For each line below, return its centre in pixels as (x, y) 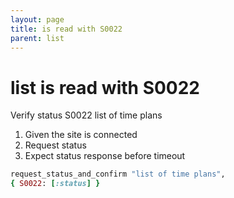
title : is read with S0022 (66, 29)
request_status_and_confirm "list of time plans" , (118, 174)
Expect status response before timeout (105, 156)
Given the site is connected (81, 135)
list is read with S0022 (105, 87)
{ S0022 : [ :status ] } (55, 184)
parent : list (37, 38)
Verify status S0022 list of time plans (86, 115)
